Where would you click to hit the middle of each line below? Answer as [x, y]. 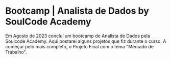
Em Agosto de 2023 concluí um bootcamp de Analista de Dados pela [78, 36]
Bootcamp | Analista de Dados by [77, 11]
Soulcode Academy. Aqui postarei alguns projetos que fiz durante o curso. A [86, 41]
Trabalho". [16, 52]
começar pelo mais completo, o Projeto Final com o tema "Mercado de [80, 46]
